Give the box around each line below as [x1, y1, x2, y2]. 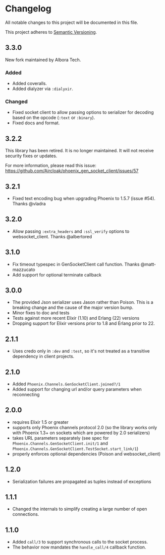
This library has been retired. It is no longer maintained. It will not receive [5, 148, 154, 154]
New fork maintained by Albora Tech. [5, 57, 81, 63]
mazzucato [12, 267, 36, 273]
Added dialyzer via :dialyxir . [12, 86, 73, 92]
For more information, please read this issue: [5, 163, 97, 169]
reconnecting [12, 391, 40, 398]
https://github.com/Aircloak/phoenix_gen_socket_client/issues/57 [5, 168, 139, 174]
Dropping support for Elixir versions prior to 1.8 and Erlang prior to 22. [12, 320, 155, 326]
